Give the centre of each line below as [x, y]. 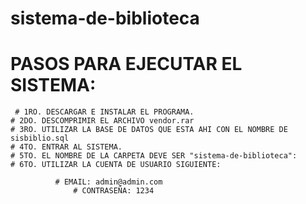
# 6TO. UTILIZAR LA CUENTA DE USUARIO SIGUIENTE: [116, 165]
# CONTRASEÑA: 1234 [114, 191]
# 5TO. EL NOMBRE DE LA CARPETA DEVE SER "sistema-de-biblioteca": [154, 156]
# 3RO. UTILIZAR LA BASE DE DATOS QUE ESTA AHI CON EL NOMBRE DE [149, 130]
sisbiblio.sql [40, 138]
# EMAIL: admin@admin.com [108, 182]
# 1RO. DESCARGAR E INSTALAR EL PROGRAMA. [104, 112]
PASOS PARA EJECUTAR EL [126, 64]
